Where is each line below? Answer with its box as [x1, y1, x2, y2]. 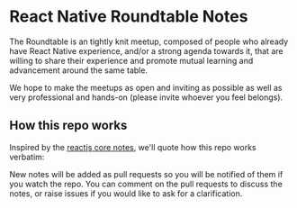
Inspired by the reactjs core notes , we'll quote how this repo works [9, 141, 256, 152]
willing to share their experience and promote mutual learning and [9, 55, 254, 66]
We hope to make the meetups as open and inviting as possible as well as [9, 82, 283, 93]
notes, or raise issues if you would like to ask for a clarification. [9, 187, 243, 199]
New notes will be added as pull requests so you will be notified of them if [9, 168, 283, 179]
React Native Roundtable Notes [9, 6, 248, 27]
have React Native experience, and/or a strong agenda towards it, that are [9, 45, 283, 56]
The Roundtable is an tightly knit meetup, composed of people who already [9, 36, 289, 47]
